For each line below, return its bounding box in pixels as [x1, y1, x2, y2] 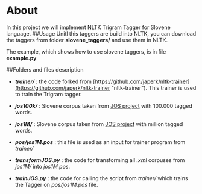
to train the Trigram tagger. [14, 90, 83, 98]
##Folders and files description [6, 66, 84, 73]
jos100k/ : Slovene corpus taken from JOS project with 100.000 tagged [14, 102, 193, 109]
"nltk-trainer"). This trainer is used [111, 84, 197, 91]
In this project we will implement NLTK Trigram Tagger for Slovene [6, 23, 171, 31]
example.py [6, 54, 37, 61]
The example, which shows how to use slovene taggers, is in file [6, 48, 166, 55]
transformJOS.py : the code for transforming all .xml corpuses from [14, 156, 185, 163]
